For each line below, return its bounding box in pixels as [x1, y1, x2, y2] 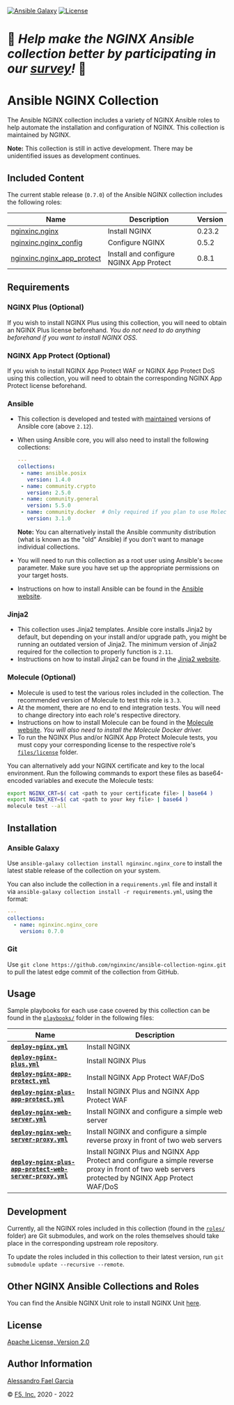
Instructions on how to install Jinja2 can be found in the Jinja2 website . [17, 655, 221, 663]
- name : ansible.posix [20, 469, 87, 477]
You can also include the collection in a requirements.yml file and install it [7, 879, 217, 888]
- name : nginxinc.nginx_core [13, 921, 98, 928]
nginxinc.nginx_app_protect [10, 253, 102, 263]
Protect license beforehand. [7, 381, 87, 389]
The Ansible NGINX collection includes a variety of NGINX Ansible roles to [7, 116, 220, 124]
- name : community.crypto [20, 482, 96, 489]
